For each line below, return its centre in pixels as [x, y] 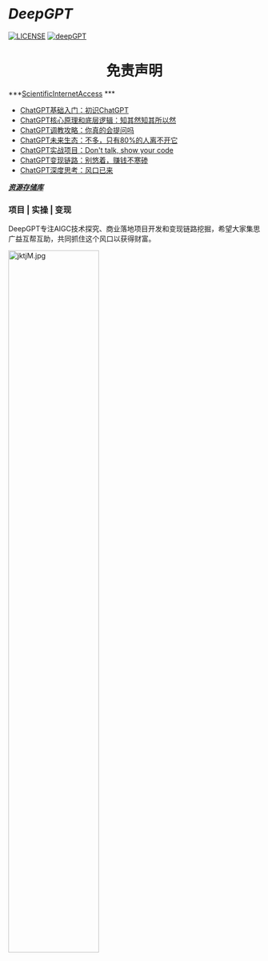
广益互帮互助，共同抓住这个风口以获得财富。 [82, 239]
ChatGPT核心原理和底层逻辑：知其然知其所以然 [98, 120]
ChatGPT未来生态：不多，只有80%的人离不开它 [99, 140]
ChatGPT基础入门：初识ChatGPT [74, 110]
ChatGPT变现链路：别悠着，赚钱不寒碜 [84, 160]
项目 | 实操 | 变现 [40, 210]
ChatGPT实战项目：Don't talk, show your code [97, 150]
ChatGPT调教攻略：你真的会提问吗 [77, 130]
